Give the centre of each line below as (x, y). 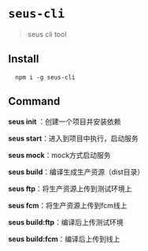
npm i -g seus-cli (46, 77)
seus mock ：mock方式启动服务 (60, 155)
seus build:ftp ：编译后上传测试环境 (66, 222)
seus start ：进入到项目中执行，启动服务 (74, 138)
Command (34, 101)
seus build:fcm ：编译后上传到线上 (64, 238)
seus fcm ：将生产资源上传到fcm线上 (68, 205)
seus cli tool (47, 34)
